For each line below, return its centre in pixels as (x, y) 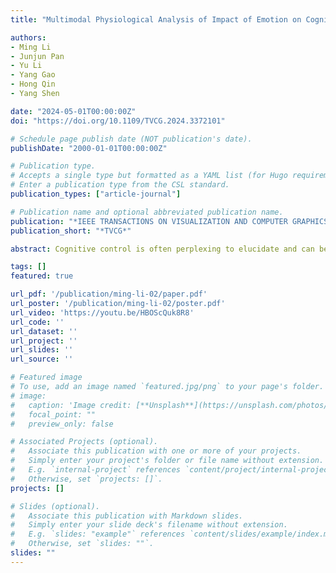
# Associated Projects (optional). (84, 442)
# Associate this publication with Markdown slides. (127, 516)
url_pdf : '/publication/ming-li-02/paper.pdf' (109, 294)
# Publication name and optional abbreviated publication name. (147, 212)
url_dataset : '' (44, 331)
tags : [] (28, 267)
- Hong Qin (33, 84)
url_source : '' (42, 359)
